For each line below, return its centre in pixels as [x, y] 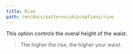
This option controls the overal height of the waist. [67, 33]
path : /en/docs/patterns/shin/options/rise [60, 17]
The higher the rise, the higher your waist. [71, 45]
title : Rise [21, 11]
